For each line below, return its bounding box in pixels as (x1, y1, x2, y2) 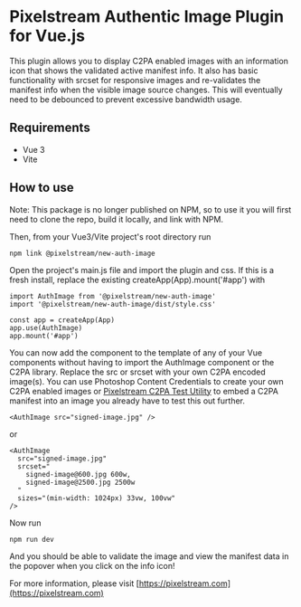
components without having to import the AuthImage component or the (9, 356, 275, 367)
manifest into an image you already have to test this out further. (9, 395, 246, 406)
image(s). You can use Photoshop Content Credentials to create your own (9, 375, 285, 386)
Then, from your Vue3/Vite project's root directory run (9, 231, 212, 242)
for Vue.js (9, 25, 86, 46)
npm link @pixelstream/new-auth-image (9, 249, 155, 258)
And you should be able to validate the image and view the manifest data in (9, 550, 289, 562)
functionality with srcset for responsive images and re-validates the (9, 74, 261, 85)
